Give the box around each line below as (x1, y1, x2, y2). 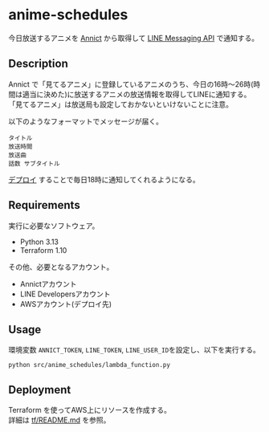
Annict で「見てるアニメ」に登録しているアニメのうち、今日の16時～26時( (8, 79, 254, 89)
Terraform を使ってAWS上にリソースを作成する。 (8, 406, 171, 415)
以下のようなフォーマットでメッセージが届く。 (8, 116, 163, 126)
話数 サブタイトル (8, 159, 60, 168)
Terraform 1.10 (19, 245, 67, 255)
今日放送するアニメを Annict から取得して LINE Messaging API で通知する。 (8, 33, 259, 43)
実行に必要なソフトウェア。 (8, 221, 100, 230)
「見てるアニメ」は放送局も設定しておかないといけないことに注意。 (8, 99, 233, 109)
